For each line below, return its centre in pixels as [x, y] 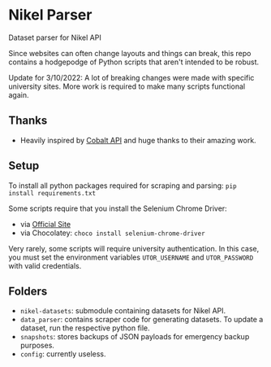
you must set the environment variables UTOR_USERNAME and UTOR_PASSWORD [131, 257]
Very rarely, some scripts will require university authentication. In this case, [134, 248]
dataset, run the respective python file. [85, 328]
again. [19, 94]
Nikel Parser [50, 15]
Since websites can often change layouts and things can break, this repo [130, 53]
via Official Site [45, 224]
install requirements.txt [52, 193]
